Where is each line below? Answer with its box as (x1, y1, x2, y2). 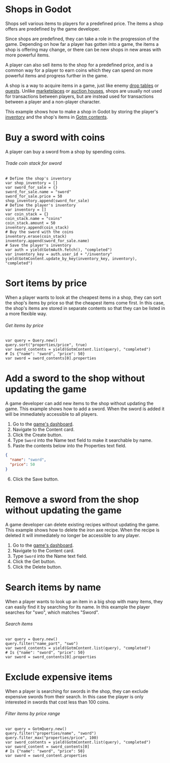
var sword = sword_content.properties (5, 753, 87, 758)
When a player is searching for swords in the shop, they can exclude (5, 688, 149, 694)
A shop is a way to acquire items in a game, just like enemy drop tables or (5, 82, 159, 89)
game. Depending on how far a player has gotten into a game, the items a (5, 41, 159, 47)
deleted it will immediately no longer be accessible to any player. (5, 532, 141, 538)
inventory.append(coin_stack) (5, 225, 70, 230)
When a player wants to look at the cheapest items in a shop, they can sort (5, 294, 161, 301)
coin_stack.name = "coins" (5, 216, 62, 221)
